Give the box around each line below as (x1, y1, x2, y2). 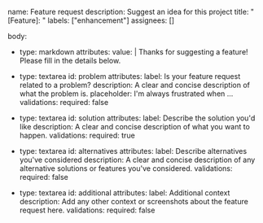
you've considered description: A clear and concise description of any (19, 155, 256, 164)
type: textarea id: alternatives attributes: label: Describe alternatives (19, 146, 248, 155)
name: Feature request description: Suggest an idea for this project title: (7, 7, 249, 16)
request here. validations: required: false (19, 205, 156, 215)
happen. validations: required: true (19, 130, 135, 140)
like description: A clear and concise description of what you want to (19, 122, 250, 131)
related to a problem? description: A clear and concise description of (19, 81, 250, 90)
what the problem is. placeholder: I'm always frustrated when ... (19, 89, 234, 98)
